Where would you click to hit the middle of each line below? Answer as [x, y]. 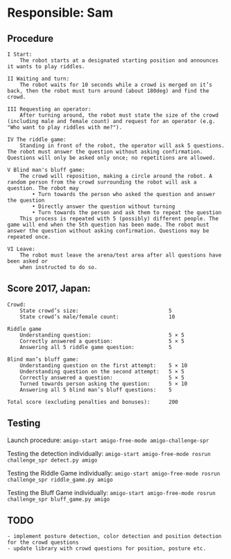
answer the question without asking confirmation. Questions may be [108, 231]
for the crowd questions [43, 543]
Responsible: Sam [60, 13]
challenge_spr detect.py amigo [52, 460]
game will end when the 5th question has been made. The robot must [108, 225]
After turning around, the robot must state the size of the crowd [119, 115]
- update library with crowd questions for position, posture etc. [107, 549]
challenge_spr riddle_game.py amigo [60, 480]
